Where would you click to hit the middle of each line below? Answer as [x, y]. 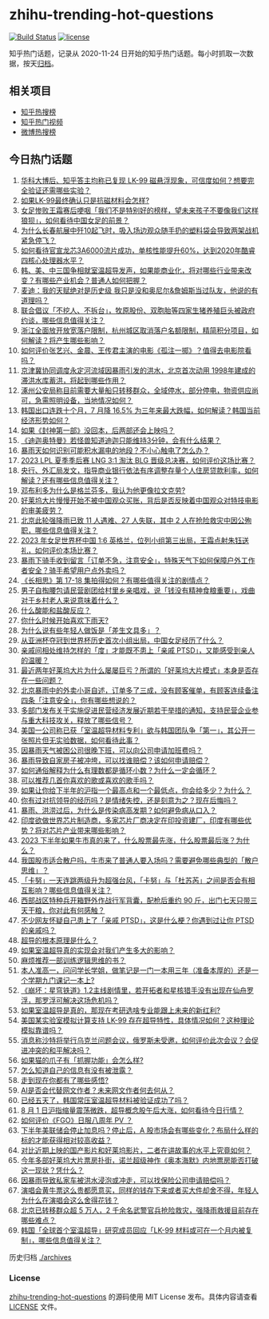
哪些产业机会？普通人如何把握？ [94, 280]
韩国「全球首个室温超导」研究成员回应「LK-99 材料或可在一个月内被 [133, 1230]
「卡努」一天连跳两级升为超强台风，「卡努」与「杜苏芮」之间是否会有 [134, 880]
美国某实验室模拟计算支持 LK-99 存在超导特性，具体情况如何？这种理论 [137, 1020]
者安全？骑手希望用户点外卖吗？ [73, 570]
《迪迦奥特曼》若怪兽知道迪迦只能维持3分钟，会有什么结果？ [121, 440]
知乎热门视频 [42, 122]
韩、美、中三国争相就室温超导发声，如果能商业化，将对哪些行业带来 [133, 270]
